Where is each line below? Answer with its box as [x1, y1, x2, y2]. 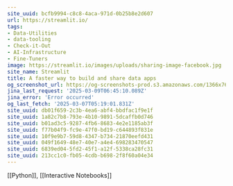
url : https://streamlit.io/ [7, 17, 89, 24]
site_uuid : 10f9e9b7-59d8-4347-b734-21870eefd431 [7, 133, 154, 139]
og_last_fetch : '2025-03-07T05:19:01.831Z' [7, 101, 135, 108]
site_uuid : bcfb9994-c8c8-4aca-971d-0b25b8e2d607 [7, 10, 154, 17]
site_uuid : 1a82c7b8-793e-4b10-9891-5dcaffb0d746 [7, 113, 154, 120]
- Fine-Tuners [7, 56, 49, 62]
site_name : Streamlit [7, 68, 70, 75]
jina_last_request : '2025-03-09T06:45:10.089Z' [7, 87, 148, 94]
